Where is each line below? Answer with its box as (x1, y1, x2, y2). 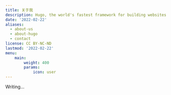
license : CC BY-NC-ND (5, 41, 52, 46)
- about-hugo (10, 31, 38, 36)
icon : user (32, 70, 56, 75)
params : (24, 65, 40, 70)
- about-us (10, 27, 33, 32)
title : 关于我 (5, 7, 33, 13)
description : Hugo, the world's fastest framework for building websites (5, 12, 167, 17)
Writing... (5, 84, 25, 90)
